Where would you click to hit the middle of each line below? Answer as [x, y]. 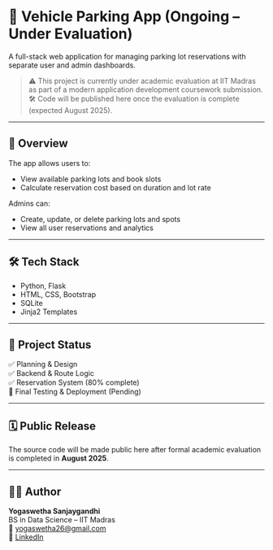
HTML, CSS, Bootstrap [58, 294]
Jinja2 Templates [49, 312]
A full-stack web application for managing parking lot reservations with [127, 56]
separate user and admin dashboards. [72, 65]
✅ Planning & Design [43, 364]
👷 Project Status [50, 345]
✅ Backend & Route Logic [52, 373]
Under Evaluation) [71, 34]
